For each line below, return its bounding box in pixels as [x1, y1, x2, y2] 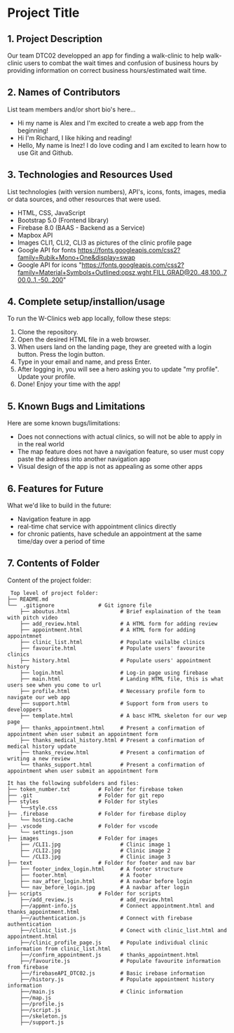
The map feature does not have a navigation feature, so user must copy [17, 447, 224, 456]
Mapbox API [17, 231, 53, 239]
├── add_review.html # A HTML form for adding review [20, 620, 218, 627]
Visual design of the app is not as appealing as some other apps [17, 463, 203, 471]
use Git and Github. [17, 149, 74, 157]
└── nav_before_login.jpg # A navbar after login [20, 884, 190, 891]
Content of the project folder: [7, 576, 92, 584]
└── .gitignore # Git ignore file [7, 601, 152, 609]
